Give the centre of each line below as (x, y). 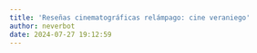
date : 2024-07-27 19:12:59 (61, 34)
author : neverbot (42, 26)
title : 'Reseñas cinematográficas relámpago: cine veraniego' (130, 18)
